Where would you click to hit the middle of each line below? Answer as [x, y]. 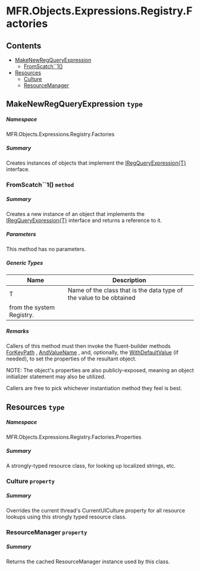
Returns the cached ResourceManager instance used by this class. [88, 561]
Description [129, 280]
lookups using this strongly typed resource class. [66, 517]
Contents [24, 46]
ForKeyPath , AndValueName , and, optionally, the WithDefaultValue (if [92, 353]
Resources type [35, 407]
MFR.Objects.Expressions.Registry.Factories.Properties [74, 437]
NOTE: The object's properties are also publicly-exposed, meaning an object [100, 371]
